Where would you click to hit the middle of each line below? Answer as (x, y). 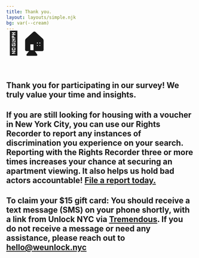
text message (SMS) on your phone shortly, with (98, 210)
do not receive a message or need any (79, 229)
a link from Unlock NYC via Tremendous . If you (95, 219)
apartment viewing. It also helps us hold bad (90, 171)
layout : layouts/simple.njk (41, 17)
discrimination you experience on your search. (95, 143)
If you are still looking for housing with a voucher (99, 115)
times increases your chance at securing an (89, 161)
